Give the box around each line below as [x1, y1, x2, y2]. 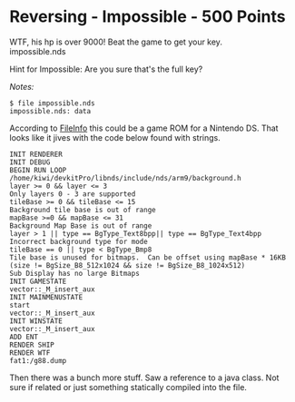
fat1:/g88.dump [9, 356, 67, 365]
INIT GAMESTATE [9, 277, 67, 286]
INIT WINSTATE [9, 316, 64, 326]
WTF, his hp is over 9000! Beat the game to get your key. [9, 36, 222, 47]
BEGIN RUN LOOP [9, 165, 67, 174]
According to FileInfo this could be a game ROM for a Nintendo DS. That [9, 123, 279, 133]
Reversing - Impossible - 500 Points [9, 6, 286, 27]
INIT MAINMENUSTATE [9, 292, 84, 301]
